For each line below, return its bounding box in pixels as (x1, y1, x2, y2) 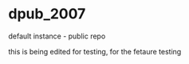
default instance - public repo (8, 31, 106, 41)
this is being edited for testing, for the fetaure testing (8, 46, 182, 56)
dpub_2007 (8, 5, 86, 23)
